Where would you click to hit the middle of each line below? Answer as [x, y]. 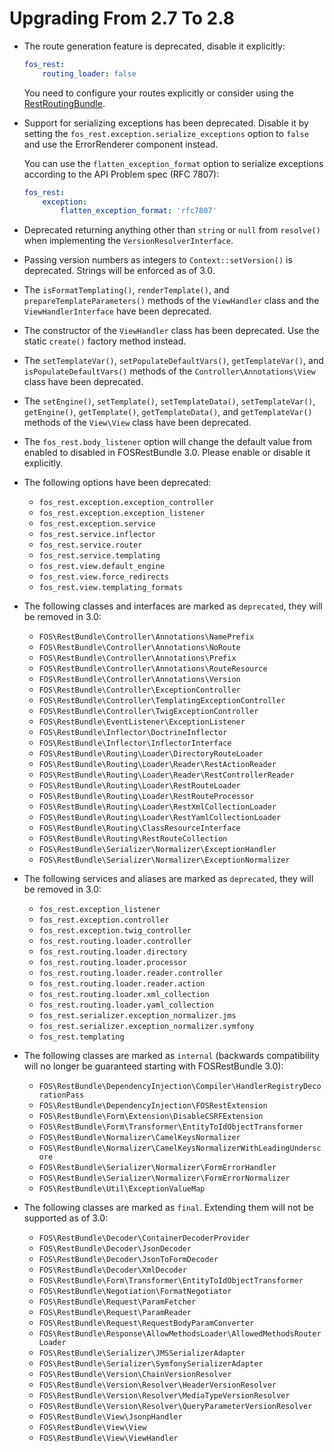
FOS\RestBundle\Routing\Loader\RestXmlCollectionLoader [157, 807]
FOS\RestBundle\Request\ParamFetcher [117, 1302]
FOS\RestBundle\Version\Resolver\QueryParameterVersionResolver [175, 1407]
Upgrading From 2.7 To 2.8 [122, 18]
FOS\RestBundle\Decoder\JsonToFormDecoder [128, 1260]
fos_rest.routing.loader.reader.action [122, 984]
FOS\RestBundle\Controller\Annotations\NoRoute [139, 648]
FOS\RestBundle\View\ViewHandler [108, 1438]
